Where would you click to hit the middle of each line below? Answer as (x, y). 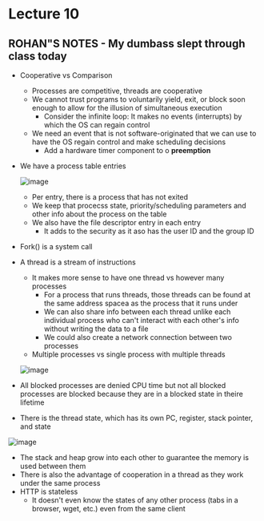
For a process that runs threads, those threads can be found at (147, 295)
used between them (53, 466)
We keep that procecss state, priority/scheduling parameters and (139, 206)
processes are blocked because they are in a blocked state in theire (132, 394)
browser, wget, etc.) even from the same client (108, 509)
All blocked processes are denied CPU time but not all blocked (123, 385)
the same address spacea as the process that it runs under (141, 303)
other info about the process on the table (99, 214)
